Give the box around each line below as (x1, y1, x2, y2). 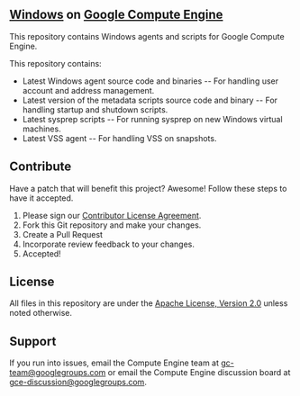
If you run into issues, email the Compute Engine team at (9, 357, 219, 368)
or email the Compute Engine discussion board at (107, 367, 291, 378)
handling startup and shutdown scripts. (22, 103, 168, 115)
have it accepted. (9, 193, 74, 203)
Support (9, 333, 57, 349)
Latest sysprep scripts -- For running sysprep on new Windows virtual (22, 113, 283, 124)
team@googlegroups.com (9, 367, 106, 378)
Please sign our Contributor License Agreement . (22, 210, 202, 220)
